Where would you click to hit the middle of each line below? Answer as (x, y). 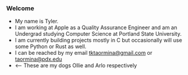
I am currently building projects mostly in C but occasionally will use (98, 40)
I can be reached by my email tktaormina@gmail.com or (84, 53)
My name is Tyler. (36, 21)
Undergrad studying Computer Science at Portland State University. (98, 34)
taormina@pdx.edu (38, 59)
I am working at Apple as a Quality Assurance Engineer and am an (96, 27)
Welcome (20, 8)
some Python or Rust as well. (50, 46)
